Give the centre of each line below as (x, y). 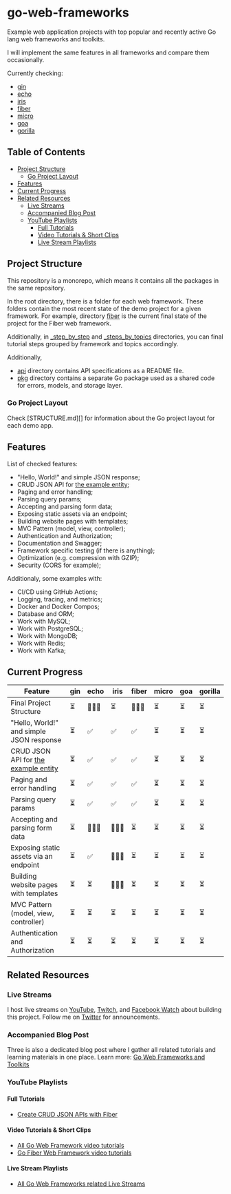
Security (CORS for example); (59, 565)
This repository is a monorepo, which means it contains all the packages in (113, 280)
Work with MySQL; (44, 621)
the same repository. (36, 288)
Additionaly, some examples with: (55, 578)
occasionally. (26, 59)
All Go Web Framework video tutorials (71, 1145)
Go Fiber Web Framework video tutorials (74, 1153)
